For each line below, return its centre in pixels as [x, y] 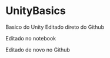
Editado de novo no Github [38, 50]
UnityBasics [36, 11]
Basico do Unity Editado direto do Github [55, 27]
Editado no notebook [31, 38]
